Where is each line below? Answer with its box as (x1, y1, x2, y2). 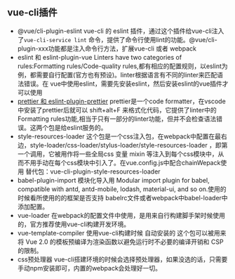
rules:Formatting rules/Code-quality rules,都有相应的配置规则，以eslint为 (17, 62, 228, 70)
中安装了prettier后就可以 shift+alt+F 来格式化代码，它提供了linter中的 (17, 105, 217, 114)
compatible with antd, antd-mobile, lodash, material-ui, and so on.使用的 (17, 185, 227, 193)
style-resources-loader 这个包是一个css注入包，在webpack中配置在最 (17, 132, 221, 141)
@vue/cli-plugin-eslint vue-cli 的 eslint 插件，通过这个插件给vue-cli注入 (17, 27, 224, 35)
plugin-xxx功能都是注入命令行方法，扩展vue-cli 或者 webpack (17, 44, 196, 53)
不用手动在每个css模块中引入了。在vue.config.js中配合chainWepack (23, 158, 221, 167)
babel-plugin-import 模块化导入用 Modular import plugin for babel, (17, 176, 210, 184)
